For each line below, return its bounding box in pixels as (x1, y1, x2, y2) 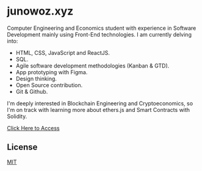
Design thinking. (15, 75, 57, 82)
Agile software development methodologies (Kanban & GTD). (15, 62, 170, 69)
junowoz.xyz (7, 4, 74, 18)
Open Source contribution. (15, 81, 83, 89)
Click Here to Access (7, 124, 60, 131)
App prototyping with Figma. (15, 68, 88, 75)
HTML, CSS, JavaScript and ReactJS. (15, 49, 110, 56)
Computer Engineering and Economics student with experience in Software (7, 24, 197, 32)
